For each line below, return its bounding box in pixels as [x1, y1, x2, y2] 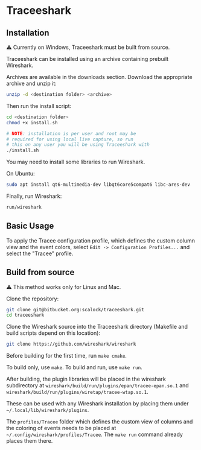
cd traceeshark [6, 312, 45, 318]
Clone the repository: [6, 295, 59, 302]
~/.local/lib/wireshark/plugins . [6, 407, 89, 414]
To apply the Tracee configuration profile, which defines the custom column [6, 236, 195, 244]
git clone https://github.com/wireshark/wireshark [6, 341, 136, 347]
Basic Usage [6, 221, 54, 231]
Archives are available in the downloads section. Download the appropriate [6, 74, 193, 80]
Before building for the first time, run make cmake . [6, 352, 127, 360]
